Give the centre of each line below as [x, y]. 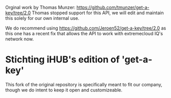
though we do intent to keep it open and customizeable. [64, 90]
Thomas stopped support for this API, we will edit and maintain [98, 13]
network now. [20, 39]
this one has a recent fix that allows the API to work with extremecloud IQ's [84, 33]
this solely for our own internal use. [42, 18]
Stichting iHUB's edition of [63, 59]
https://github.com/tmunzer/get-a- [113, 7]
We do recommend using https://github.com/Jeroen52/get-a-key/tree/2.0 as [86, 28]
